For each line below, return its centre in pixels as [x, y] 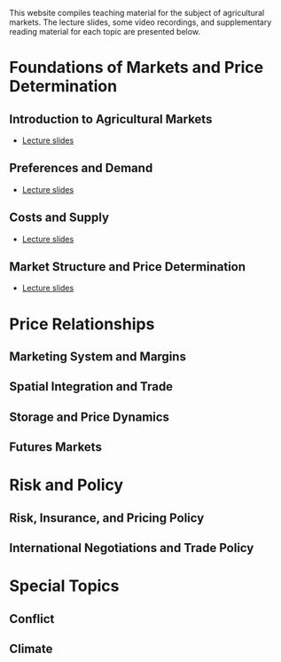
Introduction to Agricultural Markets [111, 119]
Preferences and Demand [81, 168]
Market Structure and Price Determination [128, 267]
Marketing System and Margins [98, 357]
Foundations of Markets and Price [137, 68]
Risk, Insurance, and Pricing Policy [107, 518]
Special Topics [64, 586]
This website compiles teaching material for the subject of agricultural [137, 13]
